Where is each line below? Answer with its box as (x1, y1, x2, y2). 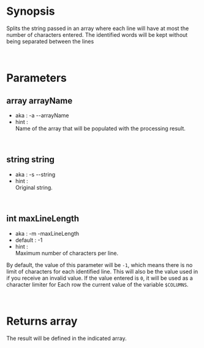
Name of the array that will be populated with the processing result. (15, 125, 186, 132)
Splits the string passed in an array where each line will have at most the (6, 25, 189, 32)
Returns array (6, 314, 78, 328)
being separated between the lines (6, 37, 94, 45)
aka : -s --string (15, 171, 56, 178)
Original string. (15, 184, 53, 191)
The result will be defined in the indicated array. (6, 334, 127, 342)
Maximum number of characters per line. (15, 249, 119, 257)
